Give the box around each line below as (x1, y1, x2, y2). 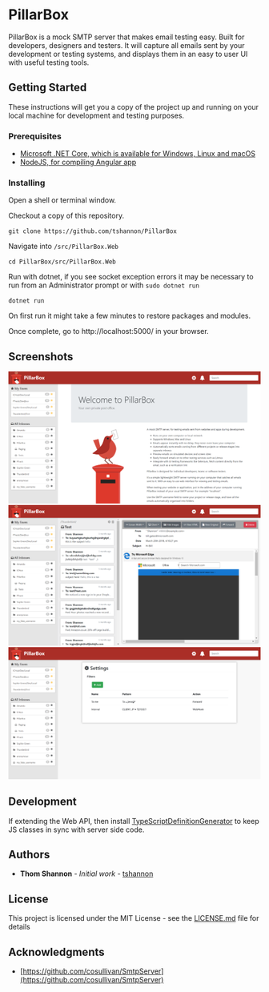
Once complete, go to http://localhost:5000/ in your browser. (8, 327, 210, 336)
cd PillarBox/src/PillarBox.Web (8, 258, 116, 266)
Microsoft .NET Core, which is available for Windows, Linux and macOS (19, 149, 256, 159)
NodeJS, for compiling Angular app (19, 158, 137, 167)
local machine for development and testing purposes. (8, 110, 185, 120)
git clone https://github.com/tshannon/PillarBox (8, 227, 178, 235)
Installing (8, 177, 46, 188)
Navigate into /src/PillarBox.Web (8, 242, 118, 251)
